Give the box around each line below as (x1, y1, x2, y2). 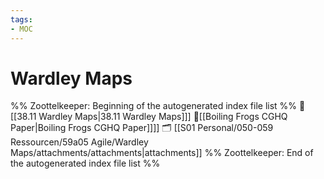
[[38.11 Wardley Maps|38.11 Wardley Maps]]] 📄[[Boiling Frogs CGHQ (10, 111, 288, 123)
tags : (10, 14, 33, 25)
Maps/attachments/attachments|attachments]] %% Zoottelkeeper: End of (10, 147, 314, 159)
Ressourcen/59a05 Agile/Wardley (10, 136, 149, 148)
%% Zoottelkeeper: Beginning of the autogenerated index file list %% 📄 (10, 100, 306, 112)
